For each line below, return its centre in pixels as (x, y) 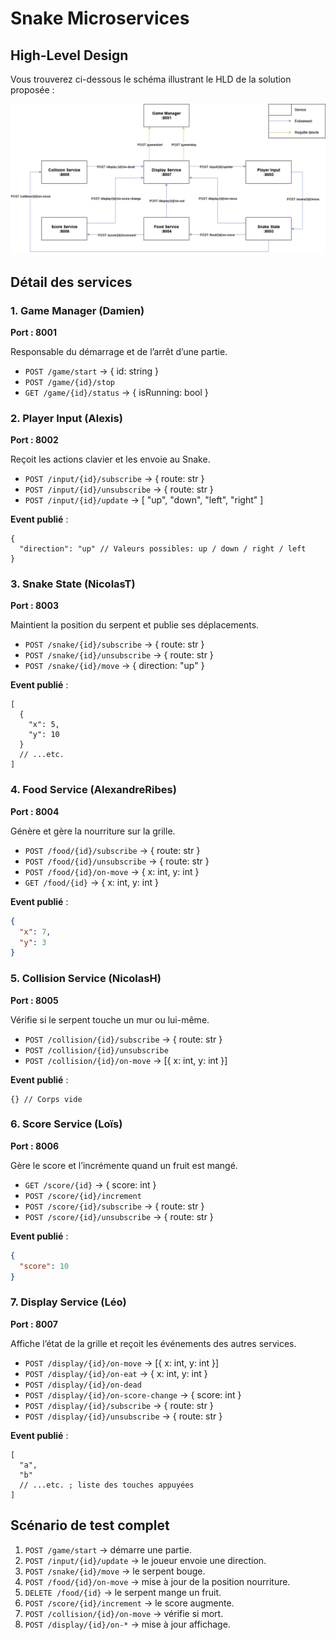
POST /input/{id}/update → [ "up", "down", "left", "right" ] (144, 500)
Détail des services (71, 282)
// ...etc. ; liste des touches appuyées (107, 1485)
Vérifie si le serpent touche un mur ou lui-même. (110, 1019)
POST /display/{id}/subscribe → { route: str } (119, 1405)
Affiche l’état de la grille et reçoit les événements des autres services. (153, 1343)
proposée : (32, 90)
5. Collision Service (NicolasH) (86, 979)
